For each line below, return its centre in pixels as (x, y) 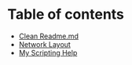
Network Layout (45, 44)
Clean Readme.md (49, 36)
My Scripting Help (48, 52)
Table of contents (66, 14)
